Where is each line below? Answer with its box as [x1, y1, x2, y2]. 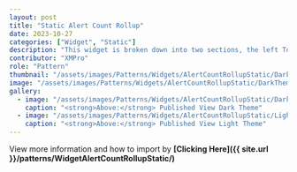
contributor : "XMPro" [9, 54, 89, 63]
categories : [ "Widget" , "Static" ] [9, 37, 137, 47]
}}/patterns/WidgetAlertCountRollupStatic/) [9, 153, 175, 163]
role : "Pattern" [9, 63, 69, 71]
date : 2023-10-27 [9, 29, 73, 38]
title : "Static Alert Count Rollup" [9, 21, 144, 30]
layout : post [9, 12, 57, 22]
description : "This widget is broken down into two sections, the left [9, 46, 278, 55]
